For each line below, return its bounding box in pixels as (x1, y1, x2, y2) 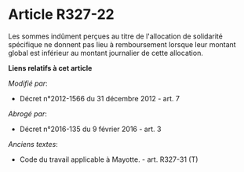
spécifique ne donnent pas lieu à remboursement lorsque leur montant (8, 39, 237, 49)
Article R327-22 (8, 5, 115, 24)
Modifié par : (8, 79, 49, 88)
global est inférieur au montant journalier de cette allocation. (8, 48, 204, 57)
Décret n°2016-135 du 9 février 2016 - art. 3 (19, 124, 162, 134)
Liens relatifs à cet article (8, 63, 93, 72)
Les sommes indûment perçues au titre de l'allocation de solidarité (8, 31, 224, 41)
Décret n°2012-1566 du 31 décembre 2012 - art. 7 (19, 93, 180, 103)
